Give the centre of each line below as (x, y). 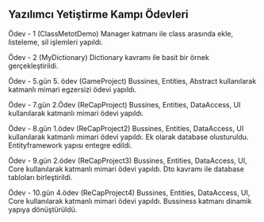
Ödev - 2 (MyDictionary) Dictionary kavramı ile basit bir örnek (109, 57)
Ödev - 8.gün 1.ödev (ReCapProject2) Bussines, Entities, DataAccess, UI (126, 128)
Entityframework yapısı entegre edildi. (70, 145)
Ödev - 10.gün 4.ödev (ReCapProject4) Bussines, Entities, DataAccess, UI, (129, 192)
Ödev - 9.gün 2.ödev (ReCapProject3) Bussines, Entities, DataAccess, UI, (128, 160)
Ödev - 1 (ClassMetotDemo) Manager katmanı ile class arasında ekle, (121, 33)
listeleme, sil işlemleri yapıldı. (55, 42)
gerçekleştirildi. (33, 66)
